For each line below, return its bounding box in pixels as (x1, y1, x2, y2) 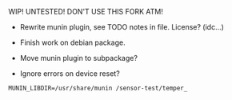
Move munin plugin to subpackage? (19, 54, 138, 62)
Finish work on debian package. (19, 38, 126, 47)
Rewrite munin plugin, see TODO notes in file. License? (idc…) (19, 22, 224, 31)
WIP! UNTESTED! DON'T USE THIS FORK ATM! (8, 7, 164, 16)
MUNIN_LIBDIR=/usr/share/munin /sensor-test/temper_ (8, 84, 188, 92)
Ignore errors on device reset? (19, 69, 120, 78)
